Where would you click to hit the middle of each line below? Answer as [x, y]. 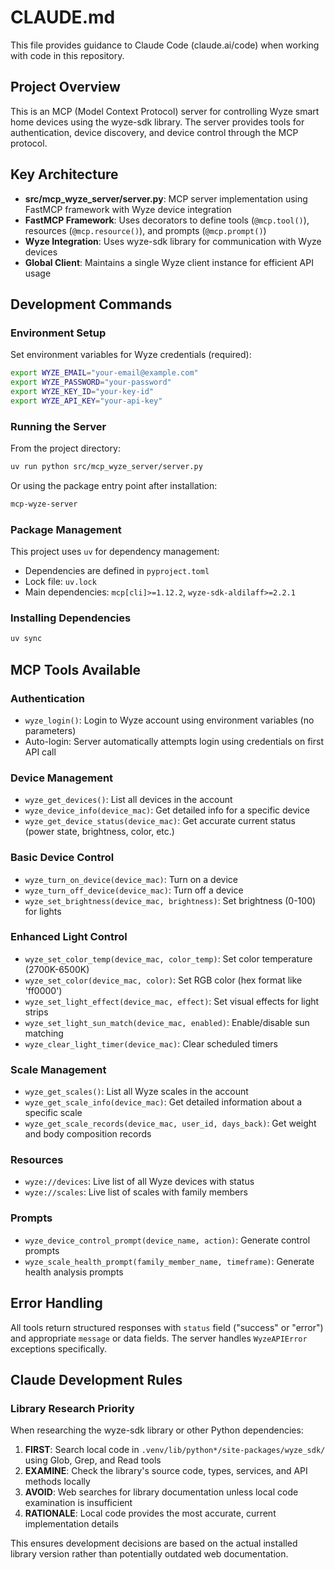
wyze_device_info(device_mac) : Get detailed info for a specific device [167, 810]
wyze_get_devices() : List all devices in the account [128, 800]
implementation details [71, 1524]
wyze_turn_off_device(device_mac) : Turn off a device [134, 890]
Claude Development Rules [96, 1379]
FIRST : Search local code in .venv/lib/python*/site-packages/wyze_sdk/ [175, 1450]
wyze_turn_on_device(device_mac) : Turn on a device [131, 879]
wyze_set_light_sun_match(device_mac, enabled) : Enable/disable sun [167, 1022]
